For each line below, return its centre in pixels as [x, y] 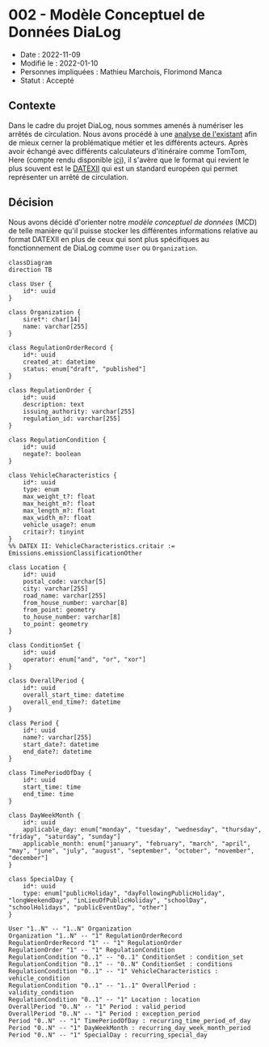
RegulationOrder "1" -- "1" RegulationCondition [92, 950]
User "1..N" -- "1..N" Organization [70, 929]
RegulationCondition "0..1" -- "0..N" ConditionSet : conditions [120, 964]
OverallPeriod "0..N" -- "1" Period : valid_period [97, 1007]
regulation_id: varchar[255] [72, 419]
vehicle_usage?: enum [59, 525]
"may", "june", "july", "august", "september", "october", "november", [131, 851]
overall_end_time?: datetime [72, 702]
